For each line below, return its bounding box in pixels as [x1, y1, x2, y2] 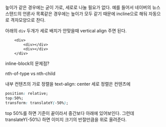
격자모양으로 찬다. [10, 17, 46, 23]
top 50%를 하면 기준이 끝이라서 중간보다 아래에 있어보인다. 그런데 [5, 110, 134, 116]
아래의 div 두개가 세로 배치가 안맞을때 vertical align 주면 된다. [5, 28, 127, 34]
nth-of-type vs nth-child [5, 71, 55, 77]
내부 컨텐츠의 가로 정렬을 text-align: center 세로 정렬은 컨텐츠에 [5, 81, 131, 87]
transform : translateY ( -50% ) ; [5, 100, 69, 105]
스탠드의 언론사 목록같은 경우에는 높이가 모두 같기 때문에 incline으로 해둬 [5, 11, 147, 17]
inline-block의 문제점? [5, 60, 49, 67]
